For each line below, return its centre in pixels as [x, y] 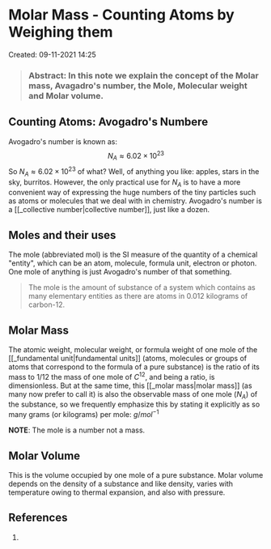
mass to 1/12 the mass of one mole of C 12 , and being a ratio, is [112, 376]
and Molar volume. [66, 96]
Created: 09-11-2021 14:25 [53, 54]
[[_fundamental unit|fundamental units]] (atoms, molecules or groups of [128, 358]
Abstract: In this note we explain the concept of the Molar [143, 75]
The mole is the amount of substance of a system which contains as [142, 287]
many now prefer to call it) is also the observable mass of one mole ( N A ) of [133, 395]
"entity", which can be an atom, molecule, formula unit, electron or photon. [133, 263]
